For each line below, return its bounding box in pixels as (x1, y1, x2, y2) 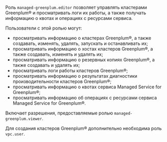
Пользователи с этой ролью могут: (5, 25, 83, 31)
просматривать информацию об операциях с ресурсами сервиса (12, 94, 157, 101)
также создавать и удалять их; (12, 62, 80, 68)
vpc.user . (5, 131, 26, 137)
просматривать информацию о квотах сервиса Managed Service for (12, 84, 162, 90)
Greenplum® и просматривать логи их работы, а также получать (5, 10, 147, 16)
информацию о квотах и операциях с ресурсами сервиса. (5, 15, 133, 21)
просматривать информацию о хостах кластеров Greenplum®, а (12, 46, 153, 52)
